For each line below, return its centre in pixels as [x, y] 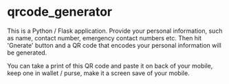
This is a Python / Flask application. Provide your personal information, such [115, 31]
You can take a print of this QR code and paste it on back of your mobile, [110, 66]
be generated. [27, 53]
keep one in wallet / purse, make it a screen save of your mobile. [99, 73]
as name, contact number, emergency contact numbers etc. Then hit [104, 38]
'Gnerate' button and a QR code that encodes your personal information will [114, 45]
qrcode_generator [59, 12]
